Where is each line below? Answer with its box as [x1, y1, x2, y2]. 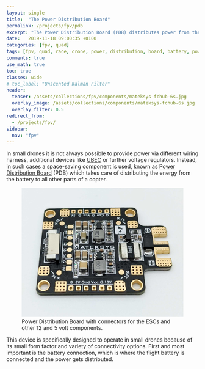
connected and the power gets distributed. [6, 355, 114, 363]
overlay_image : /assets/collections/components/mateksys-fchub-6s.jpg [12, 100, 195, 106]
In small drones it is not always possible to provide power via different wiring [6, 150, 199, 157]
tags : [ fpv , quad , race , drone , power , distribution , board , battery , [6, 49, 190, 55]
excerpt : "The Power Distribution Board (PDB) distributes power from [6, 29, 190, 35]
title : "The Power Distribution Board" [6, 16, 111, 23]
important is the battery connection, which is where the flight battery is [6, 349, 185, 356]
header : [6, 87, 26, 93]
